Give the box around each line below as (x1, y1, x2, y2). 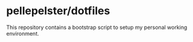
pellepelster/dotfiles (6, 4, 110, 18)
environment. (6, 30, 39, 37)
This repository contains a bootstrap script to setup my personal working (6, 24, 188, 31)
